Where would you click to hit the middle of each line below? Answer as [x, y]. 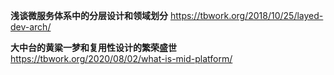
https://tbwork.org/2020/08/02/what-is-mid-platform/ [121, 58]
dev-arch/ [31, 27]
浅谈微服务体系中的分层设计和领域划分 [89, 15]
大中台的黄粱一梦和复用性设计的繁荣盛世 [93, 47]
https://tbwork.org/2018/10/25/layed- [246, 15]
